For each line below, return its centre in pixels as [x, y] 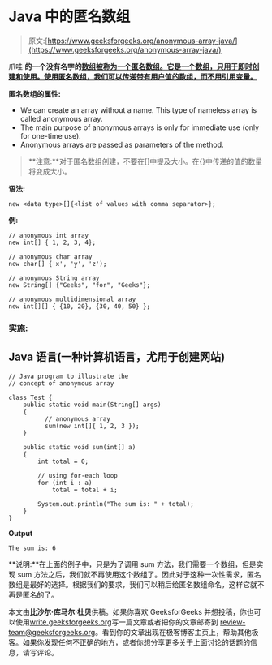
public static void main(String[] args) [92, 405]
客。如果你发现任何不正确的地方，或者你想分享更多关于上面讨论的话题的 [129, 642]
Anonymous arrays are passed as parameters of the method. [122, 144]
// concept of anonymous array [61, 383]
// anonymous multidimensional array [72, 299]
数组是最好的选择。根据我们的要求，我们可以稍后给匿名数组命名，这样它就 [133, 584]
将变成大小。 [50, 171]
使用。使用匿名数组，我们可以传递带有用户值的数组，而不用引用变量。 [140, 76]
